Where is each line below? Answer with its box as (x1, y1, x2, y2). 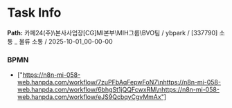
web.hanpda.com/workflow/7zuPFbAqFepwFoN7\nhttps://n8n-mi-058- (17, 78, 222, 87)
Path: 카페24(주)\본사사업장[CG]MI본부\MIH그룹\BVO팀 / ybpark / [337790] (7, 28, 218, 37)
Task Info (7, 5, 62, 21)
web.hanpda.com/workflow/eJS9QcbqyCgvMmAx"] (17, 93, 167, 101)
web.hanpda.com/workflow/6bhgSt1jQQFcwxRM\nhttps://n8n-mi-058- (17, 85, 220, 94)
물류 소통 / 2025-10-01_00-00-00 (19, 37, 113, 46)
